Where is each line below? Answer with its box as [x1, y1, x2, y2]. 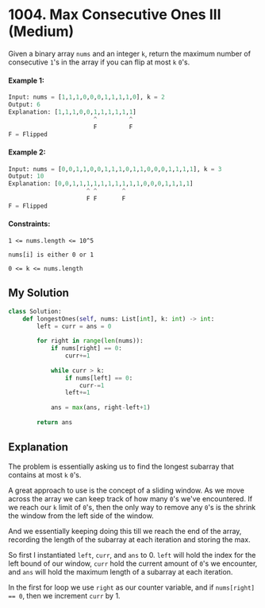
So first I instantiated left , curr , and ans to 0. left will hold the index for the [8, 550, 256, 559]
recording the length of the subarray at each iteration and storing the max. [8, 535, 252, 544]
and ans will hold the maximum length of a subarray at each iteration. [8, 567, 233, 576]
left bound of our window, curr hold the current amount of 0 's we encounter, [8, 559, 258, 568]
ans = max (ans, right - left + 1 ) [50, 403, 151, 411]
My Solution [8, 286, 70, 300]
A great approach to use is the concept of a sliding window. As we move [8, 485, 244, 495]
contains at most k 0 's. [8, 470, 82, 479]
